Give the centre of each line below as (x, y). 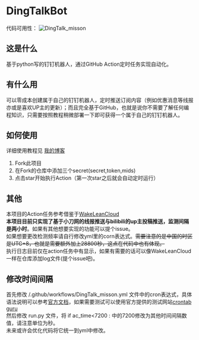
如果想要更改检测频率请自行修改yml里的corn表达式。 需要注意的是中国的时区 (99, 236)
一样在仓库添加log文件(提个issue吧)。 (52, 259)
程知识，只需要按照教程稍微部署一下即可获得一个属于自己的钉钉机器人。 (94, 115)
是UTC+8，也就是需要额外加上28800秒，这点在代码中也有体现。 (86, 244)
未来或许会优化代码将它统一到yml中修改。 (57, 330)
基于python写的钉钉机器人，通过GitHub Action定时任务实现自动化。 (89, 64)
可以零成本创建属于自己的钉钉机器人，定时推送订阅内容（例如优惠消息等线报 (100, 100)
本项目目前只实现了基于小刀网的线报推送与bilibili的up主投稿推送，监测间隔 (97, 221)
